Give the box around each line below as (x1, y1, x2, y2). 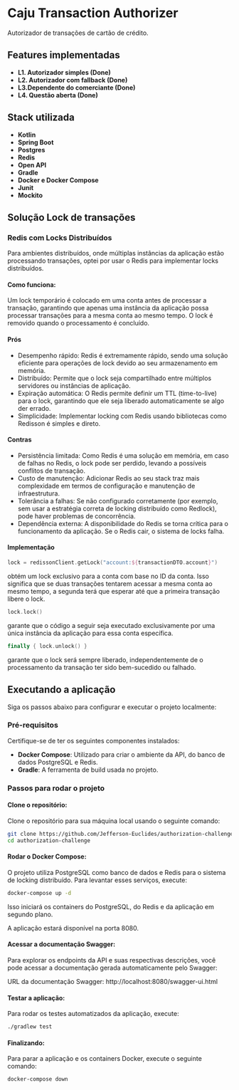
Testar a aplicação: (7, 993, 65, 1002)
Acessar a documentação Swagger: (7, 940, 116, 948)
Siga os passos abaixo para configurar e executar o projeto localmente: (7, 703, 217, 711)
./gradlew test (7, 1023, 53, 1030)
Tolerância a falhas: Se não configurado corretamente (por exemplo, (17, 496, 218, 505)
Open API (17, 160, 47, 169)
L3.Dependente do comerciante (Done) (17, 83, 136, 92)
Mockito (17, 191, 43, 199)
